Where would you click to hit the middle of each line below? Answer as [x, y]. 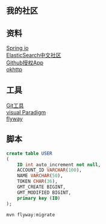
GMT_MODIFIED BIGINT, [44, 192]
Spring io [17, 48]
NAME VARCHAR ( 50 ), [40, 176]
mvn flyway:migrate [31, 215]
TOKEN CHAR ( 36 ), [38, 182]
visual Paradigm [26, 113]
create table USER [29, 153]
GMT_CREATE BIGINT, [42, 187]
